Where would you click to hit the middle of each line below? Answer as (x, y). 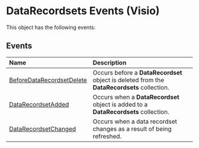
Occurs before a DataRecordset (137, 72)
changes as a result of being (132, 128)
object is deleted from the (129, 80)
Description (110, 62)
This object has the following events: (51, 27)
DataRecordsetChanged (43, 128)
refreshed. (107, 136)
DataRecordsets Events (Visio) (83, 11)
